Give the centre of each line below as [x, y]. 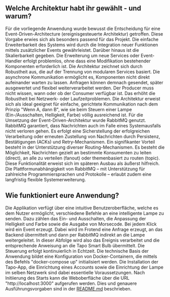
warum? [19, 16]
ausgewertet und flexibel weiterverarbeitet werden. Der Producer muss [79, 88]
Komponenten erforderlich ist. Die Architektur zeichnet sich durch [74, 66]
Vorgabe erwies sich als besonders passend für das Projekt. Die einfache [82, 39]
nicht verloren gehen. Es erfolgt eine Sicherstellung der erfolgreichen [78, 131]
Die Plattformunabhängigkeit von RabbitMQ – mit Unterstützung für [75, 169]
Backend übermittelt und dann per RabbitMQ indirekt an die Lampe [75, 235]
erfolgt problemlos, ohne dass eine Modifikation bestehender [87, 61]
